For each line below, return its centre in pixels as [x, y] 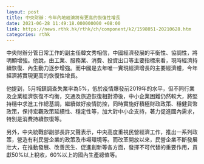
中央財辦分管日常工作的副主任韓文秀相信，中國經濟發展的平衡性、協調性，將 [102, 53]
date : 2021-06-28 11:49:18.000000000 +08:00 [63, 23]
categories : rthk [28, 35]
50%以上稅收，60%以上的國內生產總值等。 [66, 155]
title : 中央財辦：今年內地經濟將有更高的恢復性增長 [63, 18]
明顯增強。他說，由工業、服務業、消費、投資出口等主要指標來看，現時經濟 [99, 60]
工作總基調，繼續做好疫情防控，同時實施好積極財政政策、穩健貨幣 [115, 104]
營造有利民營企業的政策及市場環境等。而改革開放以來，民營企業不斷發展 [107, 140]
